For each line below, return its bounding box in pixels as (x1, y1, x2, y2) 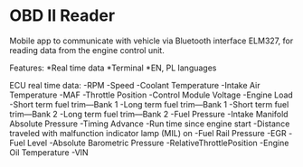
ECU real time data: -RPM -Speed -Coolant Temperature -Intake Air (9, 79, 260, 90)
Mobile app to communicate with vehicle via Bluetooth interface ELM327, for (9, 35, 294, 46)
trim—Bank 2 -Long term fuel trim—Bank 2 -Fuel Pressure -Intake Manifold (9, 108, 289, 119)
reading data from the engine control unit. (9, 44, 165, 55)
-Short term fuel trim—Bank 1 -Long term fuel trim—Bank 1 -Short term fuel (9, 98, 289, 109)
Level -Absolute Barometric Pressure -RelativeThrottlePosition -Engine (26, 137, 289, 148)
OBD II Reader (9, 5, 116, 26)
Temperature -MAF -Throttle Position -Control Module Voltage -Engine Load (9, 89, 294, 100)
